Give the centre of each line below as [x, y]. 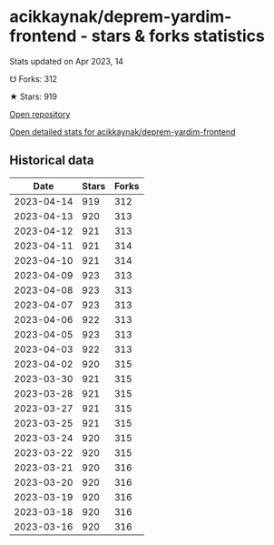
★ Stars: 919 [33, 96]
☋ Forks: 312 [33, 78]
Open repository [40, 114]
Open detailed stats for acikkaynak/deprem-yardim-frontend [122, 131]
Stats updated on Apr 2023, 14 [67, 61]
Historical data [52, 161]
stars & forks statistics [178, 36]
